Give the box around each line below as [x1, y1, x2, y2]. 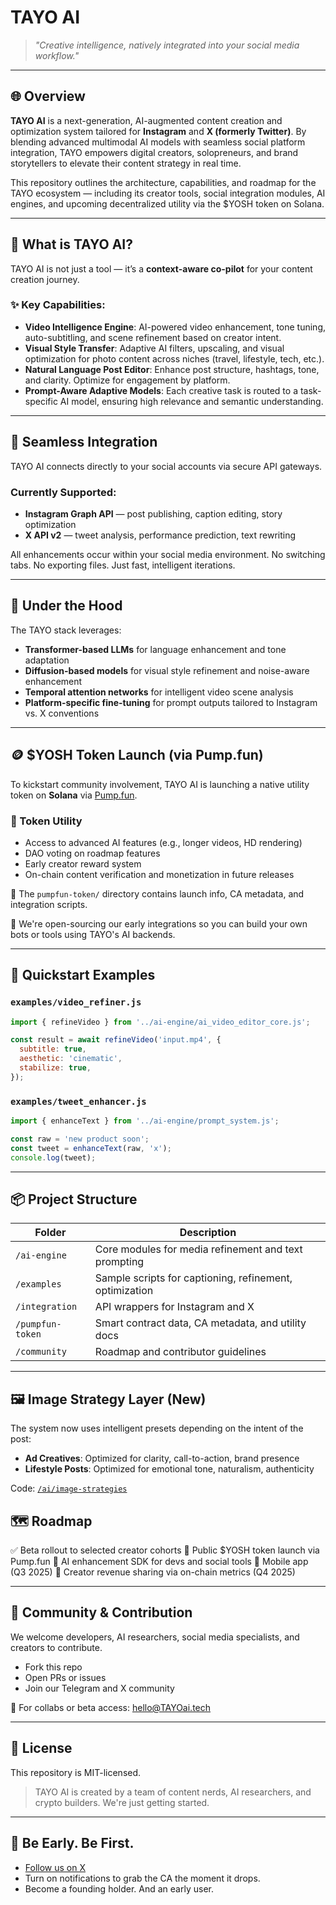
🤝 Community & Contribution [10, 1604, 193, 1621]
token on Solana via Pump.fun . [10, 789, 138, 801]
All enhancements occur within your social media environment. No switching [10, 548, 326, 560]
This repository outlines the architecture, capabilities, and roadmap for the [10, 176, 317, 188]
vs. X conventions [24, 707, 100, 719]
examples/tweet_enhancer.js [10, 1096, 147, 1107]
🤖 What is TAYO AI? [10, 236, 134, 253]
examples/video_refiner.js [10, 997, 142, 1008]
